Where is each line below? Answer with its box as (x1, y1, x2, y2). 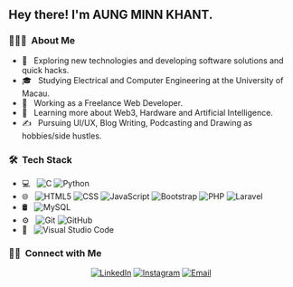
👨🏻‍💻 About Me (8, 34, 76, 47)
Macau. (21, 88, 51, 99)
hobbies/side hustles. (21, 130, 102, 141)
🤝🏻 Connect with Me (8, 246, 102, 259)
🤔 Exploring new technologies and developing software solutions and (21, 54, 284, 66)
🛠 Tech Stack (8, 153, 73, 166)
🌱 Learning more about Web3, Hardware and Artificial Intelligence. (21, 107, 273, 118)
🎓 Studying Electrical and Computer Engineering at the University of (21, 74, 284, 85)
